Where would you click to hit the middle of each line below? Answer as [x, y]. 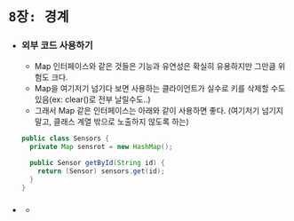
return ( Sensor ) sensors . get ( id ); [101, 171]
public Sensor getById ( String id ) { [97, 163]
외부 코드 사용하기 [57, 45]
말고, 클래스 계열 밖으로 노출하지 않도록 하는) [112, 122]
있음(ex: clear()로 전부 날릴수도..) [93, 99]
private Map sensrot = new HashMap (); [101, 147]
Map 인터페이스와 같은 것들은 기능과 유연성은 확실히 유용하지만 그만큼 [155, 67]
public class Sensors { [65, 138]
